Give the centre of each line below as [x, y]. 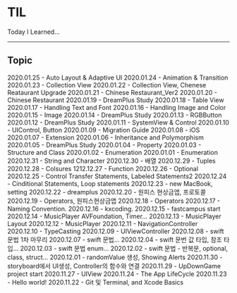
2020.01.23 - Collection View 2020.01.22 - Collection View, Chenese [107, 85]
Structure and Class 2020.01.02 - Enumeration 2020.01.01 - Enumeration [113, 152]
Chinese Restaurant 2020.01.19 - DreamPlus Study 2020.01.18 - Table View [116, 100]
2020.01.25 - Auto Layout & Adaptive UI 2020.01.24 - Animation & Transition [118, 77]
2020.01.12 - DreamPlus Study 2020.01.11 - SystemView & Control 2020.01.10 [118, 122]
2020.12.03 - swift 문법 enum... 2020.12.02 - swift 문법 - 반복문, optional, [124, 248]
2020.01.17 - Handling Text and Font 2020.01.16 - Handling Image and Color [117, 107]
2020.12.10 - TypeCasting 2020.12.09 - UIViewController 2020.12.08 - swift [116, 231]
